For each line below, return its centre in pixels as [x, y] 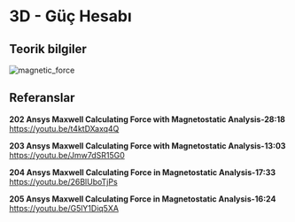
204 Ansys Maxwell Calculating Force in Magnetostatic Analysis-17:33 [143, 172]
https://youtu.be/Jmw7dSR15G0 [67, 155]
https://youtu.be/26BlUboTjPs [63, 181]
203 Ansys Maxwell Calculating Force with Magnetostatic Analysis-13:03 [147, 145]
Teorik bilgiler [48, 49]
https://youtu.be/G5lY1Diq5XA [64, 208]
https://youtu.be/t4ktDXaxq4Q [64, 128]
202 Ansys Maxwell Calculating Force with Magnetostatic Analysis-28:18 [147, 119]
